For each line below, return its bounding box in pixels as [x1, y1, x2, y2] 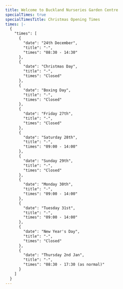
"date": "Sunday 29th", [23, 158, 73, 163]
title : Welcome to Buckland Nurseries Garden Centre [5, 7, 118, 13]
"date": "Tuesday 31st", [23, 205, 76, 210]
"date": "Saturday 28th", [23, 135, 78, 140]
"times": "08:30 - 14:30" [23, 50, 78, 55]
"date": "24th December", [23, 41, 78, 46]
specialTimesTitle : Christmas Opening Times [5, 17, 100, 22]
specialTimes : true [5, 12, 46, 17]
